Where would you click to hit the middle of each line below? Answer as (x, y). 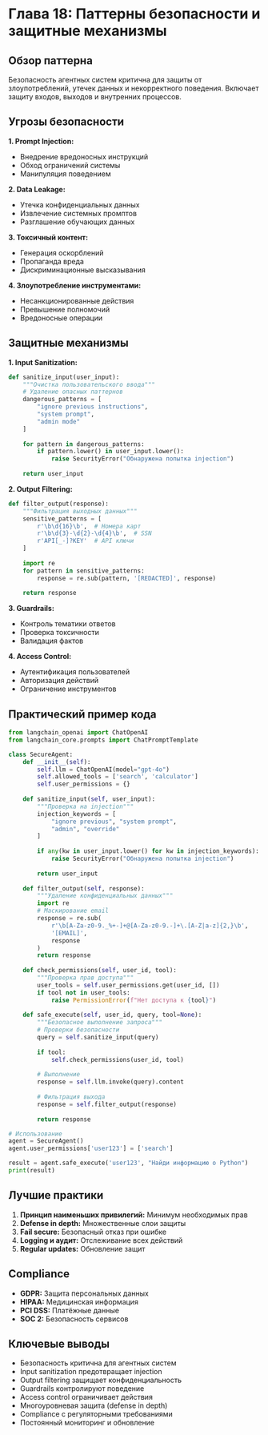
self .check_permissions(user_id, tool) (117, 1059)
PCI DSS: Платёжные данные (70, 1310)
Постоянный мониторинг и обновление (87, 1423)
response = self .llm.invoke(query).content (110, 1082)
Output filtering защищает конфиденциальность (101, 1380)
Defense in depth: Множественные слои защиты (103, 1223)
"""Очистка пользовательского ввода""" (89, 384)
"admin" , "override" (85, 829)
